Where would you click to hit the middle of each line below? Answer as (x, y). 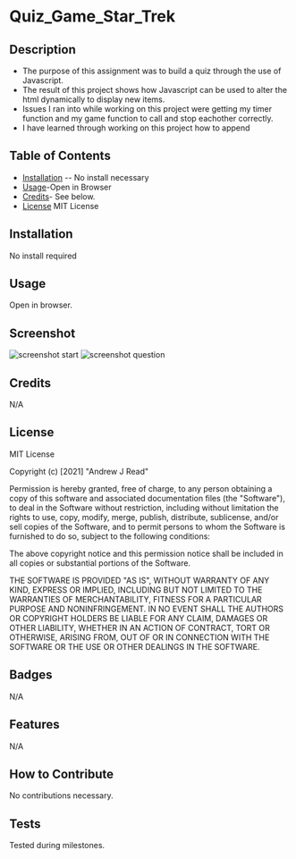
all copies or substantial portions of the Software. (100, 563)
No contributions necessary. (61, 796)
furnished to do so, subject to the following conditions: (110, 536)
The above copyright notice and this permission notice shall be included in (146, 553)
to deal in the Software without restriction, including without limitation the (144, 508)
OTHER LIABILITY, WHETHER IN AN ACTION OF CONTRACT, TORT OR (140, 627)
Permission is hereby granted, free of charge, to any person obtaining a (141, 488)
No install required (43, 256)
